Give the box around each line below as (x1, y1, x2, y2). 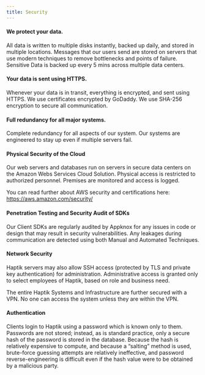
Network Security (6, 250, 53, 258)
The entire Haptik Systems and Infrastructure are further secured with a (6, 288, 187, 296)
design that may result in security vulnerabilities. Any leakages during (6, 230, 182, 237)
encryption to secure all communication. (6, 102, 108, 109)
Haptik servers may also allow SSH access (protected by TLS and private (6, 263, 191, 271)
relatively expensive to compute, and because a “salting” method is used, (6, 342, 192, 350)
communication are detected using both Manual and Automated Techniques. (6, 236, 199, 243)
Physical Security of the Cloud (6, 150, 86, 157)
